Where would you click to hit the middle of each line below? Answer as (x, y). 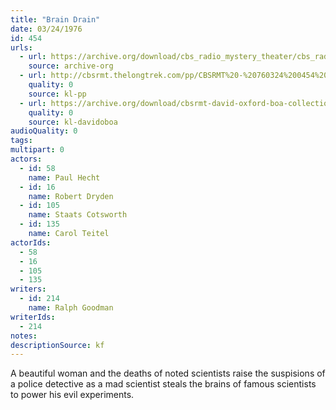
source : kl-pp (57, 94)
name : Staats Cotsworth (78, 215)
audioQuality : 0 (44, 131)
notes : (24, 336)
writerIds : (33, 317)
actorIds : (31, 242)
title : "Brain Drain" (55, 19)
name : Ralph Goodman (71, 308)
